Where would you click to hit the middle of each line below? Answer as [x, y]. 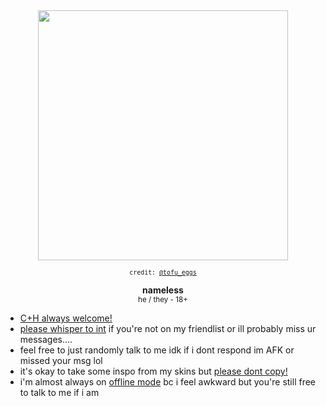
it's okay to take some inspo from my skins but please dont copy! [153, 371]
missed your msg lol [61, 360]
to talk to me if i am [59, 392]
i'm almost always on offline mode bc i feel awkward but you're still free [168, 382]
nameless [163, 290]
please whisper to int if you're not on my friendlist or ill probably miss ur [168, 328]
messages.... [46, 339]
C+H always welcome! [66, 318]
